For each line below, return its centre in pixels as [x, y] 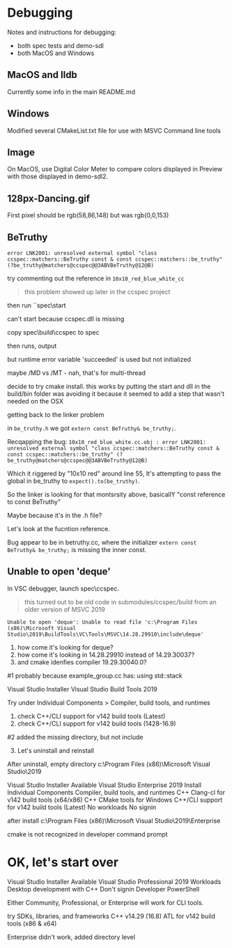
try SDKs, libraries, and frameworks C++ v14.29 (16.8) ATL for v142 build [111, 916]
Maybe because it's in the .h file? [55, 515]
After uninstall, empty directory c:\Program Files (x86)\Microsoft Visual [109, 764]
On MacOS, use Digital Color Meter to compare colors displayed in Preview [115, 169]
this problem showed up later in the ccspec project [97, 292]
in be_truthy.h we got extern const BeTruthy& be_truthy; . [92, 428]
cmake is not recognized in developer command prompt [88, 834]
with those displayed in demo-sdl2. [57, 176]
